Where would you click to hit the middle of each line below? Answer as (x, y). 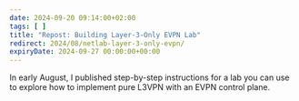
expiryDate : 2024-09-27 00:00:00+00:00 (85, 52)
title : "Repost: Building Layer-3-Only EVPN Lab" (105, 35)
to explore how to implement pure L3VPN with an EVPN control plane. (140, 87)
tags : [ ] (28, 26)
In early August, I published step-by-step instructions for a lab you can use (149, 77)
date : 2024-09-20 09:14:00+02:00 (73, 18)
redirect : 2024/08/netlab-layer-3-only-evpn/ (97, 43)
